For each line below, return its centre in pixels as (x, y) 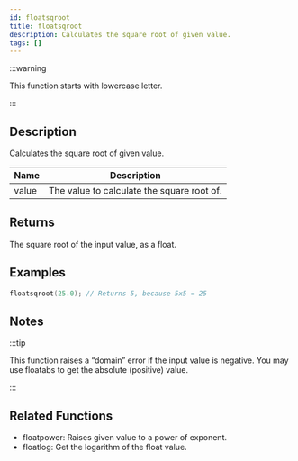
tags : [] (26, 43)
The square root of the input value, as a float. (93, 244)
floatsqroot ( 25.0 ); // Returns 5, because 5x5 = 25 (108, 294)
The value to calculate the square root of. (135, 191)
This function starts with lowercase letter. (86, 86)
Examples (37, 272)
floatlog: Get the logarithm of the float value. (104, 447)
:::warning (28, 68)
